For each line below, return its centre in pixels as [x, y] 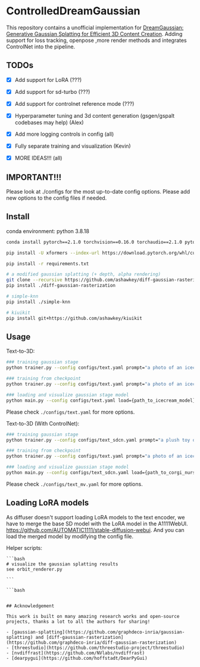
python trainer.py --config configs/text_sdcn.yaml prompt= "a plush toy [98, 440]
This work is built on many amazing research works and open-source [93, 616]
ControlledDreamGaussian [74, 11]
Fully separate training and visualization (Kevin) [73, 146]
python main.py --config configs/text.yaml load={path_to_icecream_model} [101, 400]
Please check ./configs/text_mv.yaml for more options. [74, 484]
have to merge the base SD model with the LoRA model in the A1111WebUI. [97, 524]
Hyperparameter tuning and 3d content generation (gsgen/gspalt [95, 115]
